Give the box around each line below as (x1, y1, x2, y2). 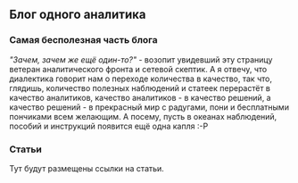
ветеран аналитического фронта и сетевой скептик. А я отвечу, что (9, 63, 268, 74)
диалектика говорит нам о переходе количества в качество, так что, (9, 73, 272, 84)
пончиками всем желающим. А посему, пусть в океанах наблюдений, (9, 111, 277, 121)
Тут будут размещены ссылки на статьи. (9, 162, 165, 173)
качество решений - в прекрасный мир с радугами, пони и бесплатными (9, 102, 290, 112)
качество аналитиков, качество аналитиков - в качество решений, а (9, 92, 271, 103)
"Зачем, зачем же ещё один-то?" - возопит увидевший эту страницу (9, 54, 273, 65)
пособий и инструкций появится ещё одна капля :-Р (9, 121, 209, 131)
